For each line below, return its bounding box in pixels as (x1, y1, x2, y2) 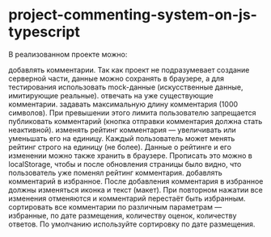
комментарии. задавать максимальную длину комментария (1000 (8, 99, 239, 109)
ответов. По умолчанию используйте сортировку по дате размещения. (8, 219, 256, 229)
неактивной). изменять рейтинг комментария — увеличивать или (8, 125, 236, 135)
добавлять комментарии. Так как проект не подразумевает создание (8, 64, 250, 74)
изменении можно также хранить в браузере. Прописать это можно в (8, 151, 252, 160)
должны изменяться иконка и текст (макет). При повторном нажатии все (8, 185, 263, 194)
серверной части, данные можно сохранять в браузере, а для (8, 73, 225, 83)
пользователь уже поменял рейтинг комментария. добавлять (8, 168, 222, 177)
